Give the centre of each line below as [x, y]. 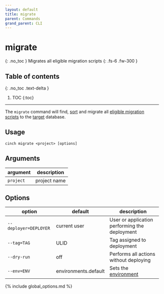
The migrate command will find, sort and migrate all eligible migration [75, 112]
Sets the [119, 268]
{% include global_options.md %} [39, 286]
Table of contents [32, 76]
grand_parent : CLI [24, 23]
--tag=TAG [19, 243]
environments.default [80, 271]
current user [70, 226]
